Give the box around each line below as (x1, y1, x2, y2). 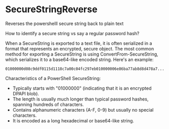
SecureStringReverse (5, 4, 98, 15)
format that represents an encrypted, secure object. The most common (5, 45, 154, 51)
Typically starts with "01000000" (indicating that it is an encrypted (12, 85, 152, 91)
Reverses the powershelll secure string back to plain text (5, 20, 124, 27)
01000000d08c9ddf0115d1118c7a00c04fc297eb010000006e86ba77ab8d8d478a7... (5, 66, 165, 71)
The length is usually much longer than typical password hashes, (12, 96, 149, 102)
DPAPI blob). (12, 90, 40, 96)
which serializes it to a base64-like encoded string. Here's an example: (5, 56, 154, 62)
